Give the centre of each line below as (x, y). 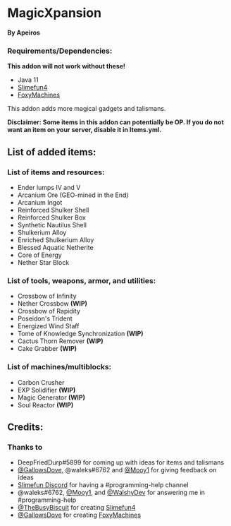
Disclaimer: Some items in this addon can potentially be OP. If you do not (115, 122)
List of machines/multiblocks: (59, 367)
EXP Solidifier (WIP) (46, 390)
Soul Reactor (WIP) (45, 405)
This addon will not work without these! (66, 66)
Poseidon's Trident (45, 318)
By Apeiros (24, 32)
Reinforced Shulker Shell (53, 210)
